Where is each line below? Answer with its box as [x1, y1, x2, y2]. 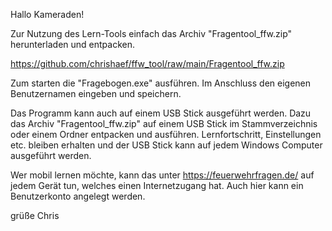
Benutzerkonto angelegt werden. [10, 190, 146, 202]
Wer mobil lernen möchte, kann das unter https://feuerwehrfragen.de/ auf [10, 169, 315, 181]
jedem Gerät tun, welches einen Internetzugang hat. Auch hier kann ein [10, 180, 304, 191]
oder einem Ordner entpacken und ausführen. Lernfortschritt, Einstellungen [10, 129, 322, 140]
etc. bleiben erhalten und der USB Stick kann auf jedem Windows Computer [10, 139, 323, 151]
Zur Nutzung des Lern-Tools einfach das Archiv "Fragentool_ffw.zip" [10, 28, 293, 39]
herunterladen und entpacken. [10, 39, 136, 50]
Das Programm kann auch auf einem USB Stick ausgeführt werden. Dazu [10, 107, 312, 119]
